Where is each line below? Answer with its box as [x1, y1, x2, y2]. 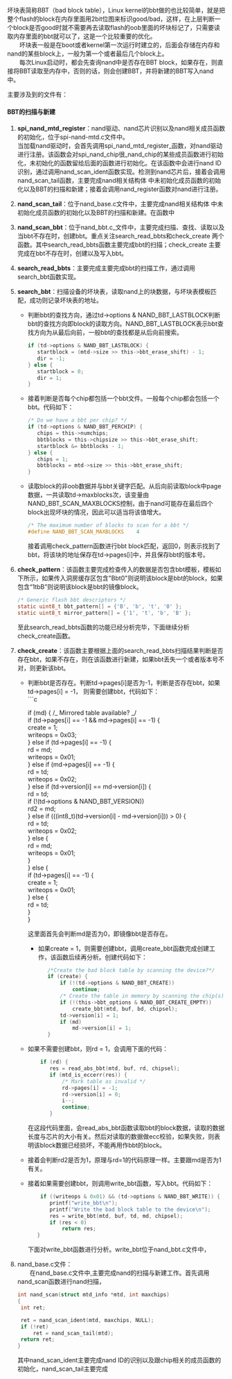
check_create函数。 [17, 631, 75, 640]
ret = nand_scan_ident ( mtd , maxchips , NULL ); [20, 1316, 154, 1323]
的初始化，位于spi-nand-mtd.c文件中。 [17, 133, 130, 141]
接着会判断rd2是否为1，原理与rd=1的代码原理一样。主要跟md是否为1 [27, 1156, 222, 1164]
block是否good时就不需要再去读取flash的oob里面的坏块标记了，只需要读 [12, 24, 220, 31]
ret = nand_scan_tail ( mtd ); [33, 1330, 114, 1337]
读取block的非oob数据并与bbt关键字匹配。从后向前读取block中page [27, 482, 222, 490]
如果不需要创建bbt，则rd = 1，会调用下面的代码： [27, 1045, 168, 1053]
